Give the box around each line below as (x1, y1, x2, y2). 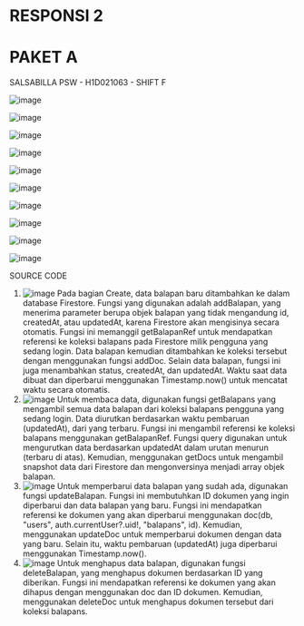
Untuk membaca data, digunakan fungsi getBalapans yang (57, 394, 277, 405)
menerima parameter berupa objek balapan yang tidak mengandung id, (22, 308, 289, 318)
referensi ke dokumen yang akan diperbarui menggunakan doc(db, (22, 510, 273, 521)
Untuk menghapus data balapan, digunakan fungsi (57, 558, 247, 569)
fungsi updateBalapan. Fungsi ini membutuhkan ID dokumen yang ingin (22, 491, 289, 502)
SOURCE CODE (9, 270, 68, 281)
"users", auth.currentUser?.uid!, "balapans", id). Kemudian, (22, 519, 243, 531)
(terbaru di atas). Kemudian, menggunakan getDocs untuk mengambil (22, 452, 284, 463)
